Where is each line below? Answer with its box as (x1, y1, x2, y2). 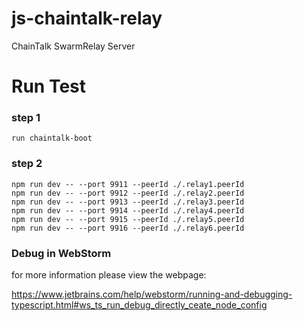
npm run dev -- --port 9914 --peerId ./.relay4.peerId (11, 205, 245, 216)
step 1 (11, 111, 41, 125)
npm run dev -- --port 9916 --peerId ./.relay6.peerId (11, 223, 245, 233)
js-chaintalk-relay (11, 7, 163, 30)
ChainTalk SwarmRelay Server (11, 40, 136, 52)
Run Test (11, 75, 86, 98)
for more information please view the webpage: (11, 269, 207, 281)
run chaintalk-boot (11, 133, 93, 144)
